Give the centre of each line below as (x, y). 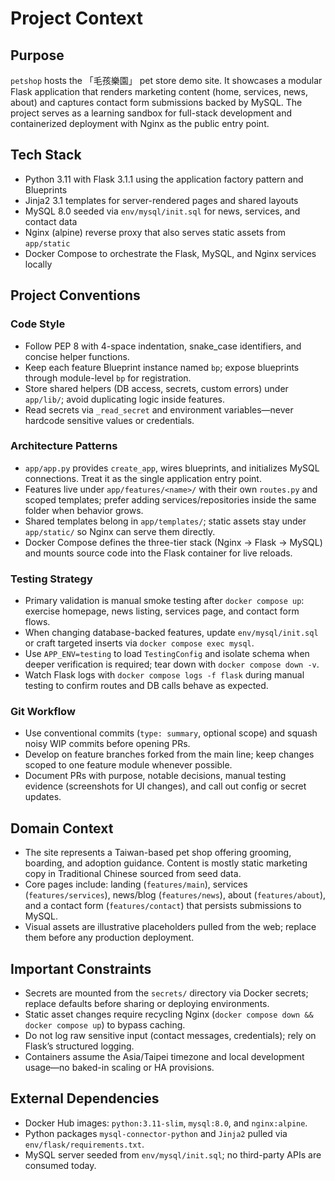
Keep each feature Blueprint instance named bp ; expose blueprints (162, 367)
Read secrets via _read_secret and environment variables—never (159, 409)
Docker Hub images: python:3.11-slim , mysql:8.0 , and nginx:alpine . (166, 1123)
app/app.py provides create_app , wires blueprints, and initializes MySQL (172, 468)
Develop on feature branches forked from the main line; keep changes (169, 754)
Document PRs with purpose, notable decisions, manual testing (155, 776)
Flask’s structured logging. (79, 1046)
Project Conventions (75, 295)
